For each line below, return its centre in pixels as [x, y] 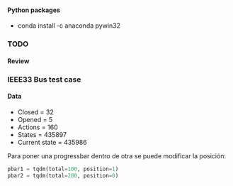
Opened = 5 [35, 119]
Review [18, 61]
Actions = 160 [38, 127]
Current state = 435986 [52, 142]
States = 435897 [42, 134]
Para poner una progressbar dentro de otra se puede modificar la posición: [117, 155]
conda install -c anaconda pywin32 [69, 26]
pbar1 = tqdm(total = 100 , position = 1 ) [63, 169]
